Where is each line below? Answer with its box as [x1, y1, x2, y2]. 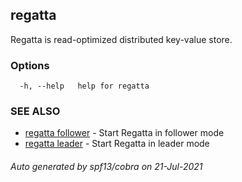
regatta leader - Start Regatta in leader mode [24, 138, 210, 150]
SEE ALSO [10, 104, 61, 118]
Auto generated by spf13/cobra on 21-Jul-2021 [10, 161, 203, 172]
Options [10, 58, 50, 72]
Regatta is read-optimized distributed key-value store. [10, 33, 233, 45]
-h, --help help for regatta [19, 81, 150, 92]
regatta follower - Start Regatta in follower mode [24, 127, 225, 139]
